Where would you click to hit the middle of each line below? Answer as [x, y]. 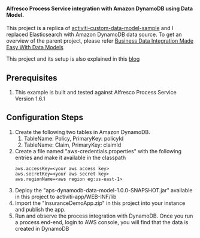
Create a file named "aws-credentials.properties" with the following [98, 151]
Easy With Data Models [35, 47]
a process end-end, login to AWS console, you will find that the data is [101, 222]
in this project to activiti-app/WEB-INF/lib [66, 197]
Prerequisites [32, 78]
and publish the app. [40, 209]
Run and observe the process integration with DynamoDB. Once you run [104, 216]
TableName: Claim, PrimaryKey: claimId [72, 145]
